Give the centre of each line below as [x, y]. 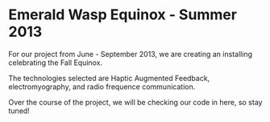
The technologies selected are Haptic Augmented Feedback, [109, 78]
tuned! [19, 111]
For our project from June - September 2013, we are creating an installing [130, 54]
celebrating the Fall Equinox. [56, 63]
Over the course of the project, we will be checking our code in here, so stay [135, 102]
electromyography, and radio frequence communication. [102, 87]
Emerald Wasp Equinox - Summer [123, 15]
